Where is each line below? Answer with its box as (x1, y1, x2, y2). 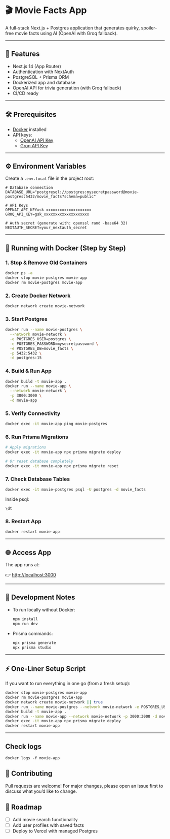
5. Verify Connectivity (5, 410, 61, 417)
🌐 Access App (5, 548, 52, 557)
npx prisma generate (12, 640, 56, 646)
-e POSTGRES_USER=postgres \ (10, 336, 71, 341)
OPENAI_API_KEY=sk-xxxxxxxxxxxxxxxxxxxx (5, 207, 92, 213)
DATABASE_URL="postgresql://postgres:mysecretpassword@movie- (5, 189, 139, 195)
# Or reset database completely (5, 459, 73, 464)
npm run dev (12, 621, 38, 626)
